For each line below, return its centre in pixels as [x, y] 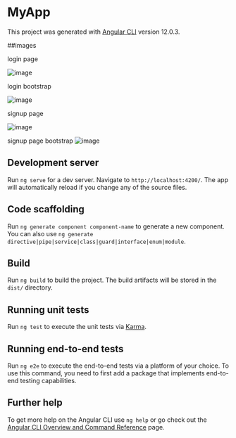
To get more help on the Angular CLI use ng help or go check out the [107, 420]
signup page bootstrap [41, 141]
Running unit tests [48, 310]
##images [22, 45]
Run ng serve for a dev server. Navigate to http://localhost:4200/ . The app [118, 179]
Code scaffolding [46, 209]
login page [23, 59]
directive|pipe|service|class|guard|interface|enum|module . [97, 241]
